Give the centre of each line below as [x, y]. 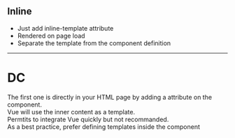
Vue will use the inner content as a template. [71, 112]
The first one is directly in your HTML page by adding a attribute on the [109, 97]
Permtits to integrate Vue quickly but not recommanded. [88, 119]
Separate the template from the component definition [94, 43]
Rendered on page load [51, 36]
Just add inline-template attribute [65, 28]
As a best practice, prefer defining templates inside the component [104, 127]
